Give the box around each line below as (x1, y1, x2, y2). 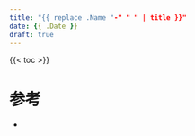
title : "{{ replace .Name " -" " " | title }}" (9, 13, 187, 23)
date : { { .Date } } (9, 22, 78, 31)
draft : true (9, 30, 54, 39)
